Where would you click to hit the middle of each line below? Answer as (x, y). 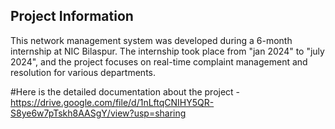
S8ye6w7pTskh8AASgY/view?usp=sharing (98, 113)
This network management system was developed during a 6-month (151, 40)
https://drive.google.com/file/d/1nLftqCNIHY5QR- (112, 102)
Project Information (72, 16)
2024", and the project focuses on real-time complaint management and (159, 61)
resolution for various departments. (83, 72)
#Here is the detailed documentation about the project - (125, 91)
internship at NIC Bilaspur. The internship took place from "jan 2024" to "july (167, 51)
